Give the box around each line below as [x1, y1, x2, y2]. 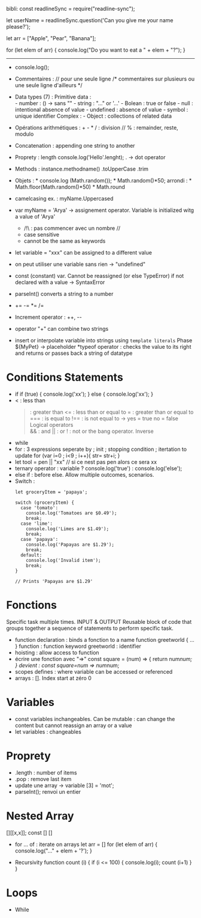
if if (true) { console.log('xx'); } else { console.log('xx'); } [14, 390, 154, 397]
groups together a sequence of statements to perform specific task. [6, 624, 173, 632]
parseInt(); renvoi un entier [14, 788, 81, 795]
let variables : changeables [14, 728, 82, 735]
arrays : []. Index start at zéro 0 [14, 674, 92, 681]
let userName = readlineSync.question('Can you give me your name [6, 17, 173, 23]
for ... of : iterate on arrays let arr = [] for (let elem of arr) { [14, 841, 158, 848]
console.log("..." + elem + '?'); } [14, 847, 93, 854]
